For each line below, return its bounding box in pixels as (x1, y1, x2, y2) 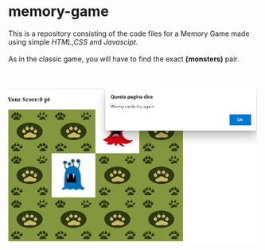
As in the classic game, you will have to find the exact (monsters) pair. (8, 54, 240, 64)
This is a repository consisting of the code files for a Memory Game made (8, 29, 250, 38)
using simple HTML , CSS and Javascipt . (8, 37, 138, 46)
